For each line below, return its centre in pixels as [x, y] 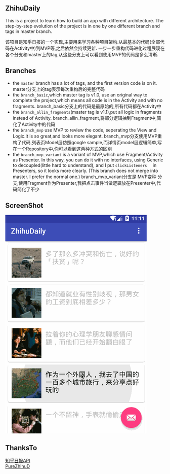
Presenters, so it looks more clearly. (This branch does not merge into [85, 171]
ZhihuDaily [23, 8]
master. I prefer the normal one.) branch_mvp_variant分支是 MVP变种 [84, 177]
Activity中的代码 [38, 124]
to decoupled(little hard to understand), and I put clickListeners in [84, 165]
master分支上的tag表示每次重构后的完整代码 [59, 89]
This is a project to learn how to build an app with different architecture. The [84, 20]
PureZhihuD [18, 466]
